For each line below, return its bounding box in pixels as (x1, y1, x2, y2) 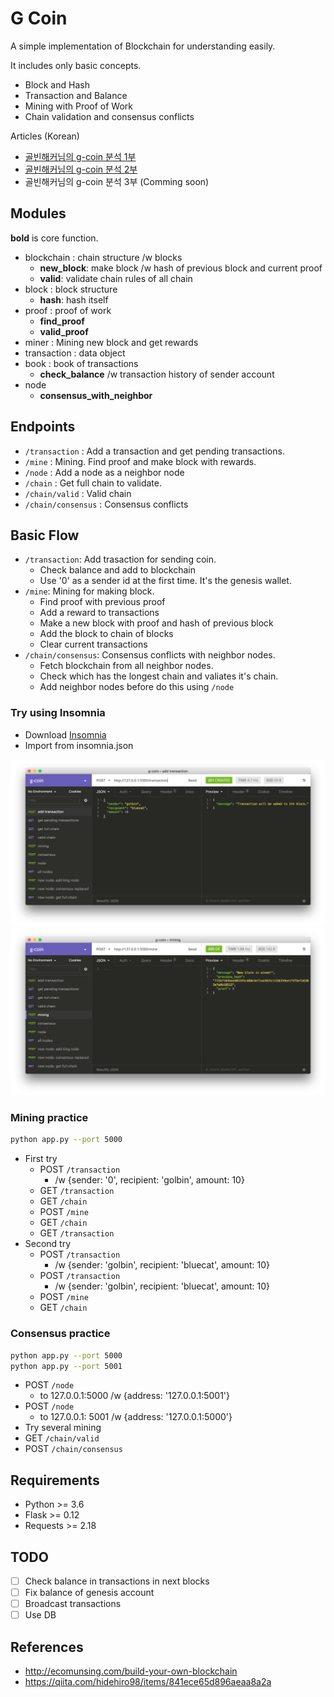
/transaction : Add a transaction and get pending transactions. (24, 445, 285, 457)
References (10, 1638, 84, 1656)
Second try (24, 1238, 72, 1250)
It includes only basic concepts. (10, 59, 142, 71)
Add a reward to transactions (39, 607, 160, 619)
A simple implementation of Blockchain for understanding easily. (10, 40, 276, 52)
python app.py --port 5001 (10, 1361, 123, 1371)
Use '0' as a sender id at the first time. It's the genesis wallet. (39, 575, 292, 587)
